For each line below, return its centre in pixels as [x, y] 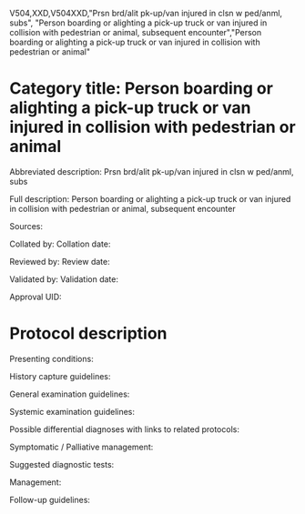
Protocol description [88, 333]
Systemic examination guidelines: [72, 411]
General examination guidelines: [70, 394]
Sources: [26, 226]
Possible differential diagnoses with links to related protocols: [124, 429]
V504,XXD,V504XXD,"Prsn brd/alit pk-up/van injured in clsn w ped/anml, [146, 13]
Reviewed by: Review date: [60, 261]
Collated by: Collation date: [60, 244]
